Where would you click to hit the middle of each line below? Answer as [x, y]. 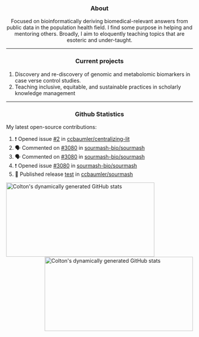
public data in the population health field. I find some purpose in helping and [99, 27]
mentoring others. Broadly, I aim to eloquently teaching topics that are [99, 34]
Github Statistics [99, 114]
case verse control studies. [48, 80]
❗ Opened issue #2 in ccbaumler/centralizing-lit [72, 138]
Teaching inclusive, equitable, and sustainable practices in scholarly [98, 87]
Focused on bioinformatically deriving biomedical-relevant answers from [99, 21]
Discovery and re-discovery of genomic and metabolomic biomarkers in [102, 74]
